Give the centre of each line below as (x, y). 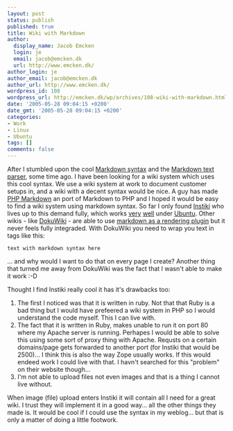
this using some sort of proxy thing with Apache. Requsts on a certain (117, 340)
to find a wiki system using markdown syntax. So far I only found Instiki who (115, 206)
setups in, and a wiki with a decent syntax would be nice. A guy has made (113, 191)
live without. (35, 384)
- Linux (18, 130)
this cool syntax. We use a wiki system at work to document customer (107, 184)
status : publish (31, 20)
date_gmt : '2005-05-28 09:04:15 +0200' (65, 111)
